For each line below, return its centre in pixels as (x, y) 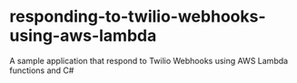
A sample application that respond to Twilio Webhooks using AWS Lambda (149, 60)
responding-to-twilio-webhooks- (138, 17)
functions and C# (42, 70)
